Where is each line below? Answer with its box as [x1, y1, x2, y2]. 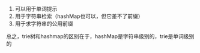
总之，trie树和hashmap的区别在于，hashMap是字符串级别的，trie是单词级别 [6, 33, 195, 40]
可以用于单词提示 [14, 5, 58, 12]
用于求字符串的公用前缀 [14, 20, 73, 27]
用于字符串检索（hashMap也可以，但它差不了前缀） [14, 13, 144, 20]
